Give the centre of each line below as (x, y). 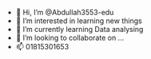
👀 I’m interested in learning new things (79, 21)
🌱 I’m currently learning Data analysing (79, 29)
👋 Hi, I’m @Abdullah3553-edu (65, 12)
